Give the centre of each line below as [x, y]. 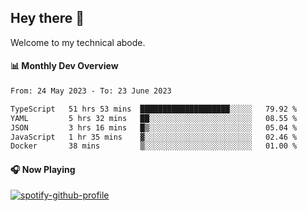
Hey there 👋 [47, 18]
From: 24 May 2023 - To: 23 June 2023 [91, 91]
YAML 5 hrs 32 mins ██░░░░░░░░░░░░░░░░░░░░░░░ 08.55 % [154, 118]
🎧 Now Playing [43, 169]
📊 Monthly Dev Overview [64, 66]
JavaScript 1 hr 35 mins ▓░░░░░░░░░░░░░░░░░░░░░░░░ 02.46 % [154, 137]
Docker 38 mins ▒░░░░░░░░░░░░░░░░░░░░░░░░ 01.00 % [154, 146]
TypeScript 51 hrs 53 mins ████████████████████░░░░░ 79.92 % [154, 109]
